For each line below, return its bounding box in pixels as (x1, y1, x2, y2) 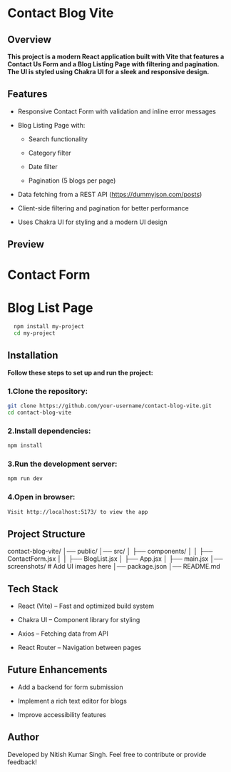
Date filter (28, 162, 58, 171)
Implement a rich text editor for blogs (17, 696, 127, 705)
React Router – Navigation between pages (17, 644, 141, 652)
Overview (7, 34, 52, 46)
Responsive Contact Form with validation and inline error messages (17, 107, 216, 116)
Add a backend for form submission (17, 683, 123, 691)
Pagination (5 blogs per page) (28, 176, 116, 185)
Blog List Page (7, 300, 94, 315)
